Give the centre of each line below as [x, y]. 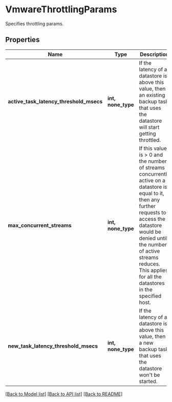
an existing [152, 95]
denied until [153, 238]
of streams [152, 167]
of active [149, 251]
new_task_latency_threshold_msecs [53, 346]
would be [150, 232]
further [147, 206]
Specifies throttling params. [35, 24]
